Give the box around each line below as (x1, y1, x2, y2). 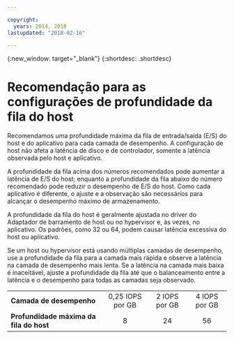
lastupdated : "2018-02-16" (7, 29, 86, 36)
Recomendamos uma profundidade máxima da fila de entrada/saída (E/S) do (7, 132, 227, 140)
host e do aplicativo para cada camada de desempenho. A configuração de (7, 139, 224, 147)
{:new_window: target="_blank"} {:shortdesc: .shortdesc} (7, 54, 172, 63)
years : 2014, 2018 (13, 22, 68, 30)
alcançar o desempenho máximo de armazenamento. (7, 197, 160, 206)
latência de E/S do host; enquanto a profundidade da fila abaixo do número (7, 175, 223, 183)
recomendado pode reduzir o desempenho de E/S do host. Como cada (7, 182, 211, 190)
